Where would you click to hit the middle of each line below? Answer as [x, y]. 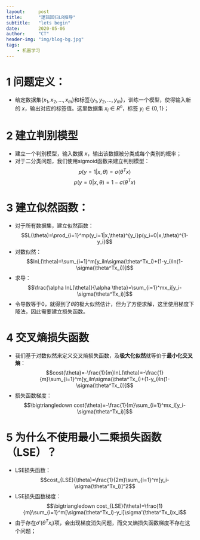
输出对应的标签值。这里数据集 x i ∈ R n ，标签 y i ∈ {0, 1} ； [99, 109]
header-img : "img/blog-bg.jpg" [45, 39]
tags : [13, 45]
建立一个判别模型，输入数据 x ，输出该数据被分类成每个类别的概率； [98, 154]
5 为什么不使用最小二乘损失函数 [84, 438]
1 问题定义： [36, 82]
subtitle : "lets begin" [38, 23]
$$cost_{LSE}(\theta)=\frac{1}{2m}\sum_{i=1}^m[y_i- [105, 480]
